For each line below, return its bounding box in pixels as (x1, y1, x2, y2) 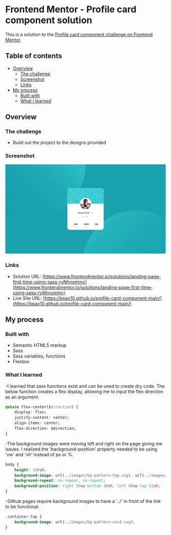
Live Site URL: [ (12, 295, 45, 301)
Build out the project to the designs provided (12, 140, 106, 146)
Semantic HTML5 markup (12, 342, 67, 348)
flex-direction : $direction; (14, 426, 76, 431)
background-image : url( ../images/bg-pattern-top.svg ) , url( (14, 473, 145, 478)
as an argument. (5, 394, 40, 400)
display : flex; (14, 410, 47, 415)
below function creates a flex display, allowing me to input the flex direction (5, 388, 164, 394)
